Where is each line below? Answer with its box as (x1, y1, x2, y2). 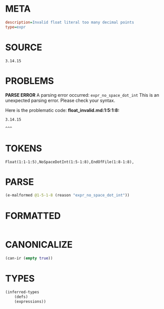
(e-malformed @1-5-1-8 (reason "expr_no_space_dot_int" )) (5, 193, 130, 198)
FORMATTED (5, 210, 61, 221)
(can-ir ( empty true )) (5, 256, 53, 261)
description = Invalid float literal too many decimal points (5, 20, 135, 25)
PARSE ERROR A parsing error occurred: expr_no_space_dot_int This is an (5, 92, 159, 98)
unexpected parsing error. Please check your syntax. (5, 97, 115, 103)
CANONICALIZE (5, 239, 73, 251)
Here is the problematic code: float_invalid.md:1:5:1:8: (5, 107, 120, 113)
